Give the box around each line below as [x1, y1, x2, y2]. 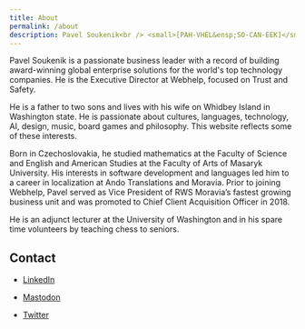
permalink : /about [9, 22, 79, 31]
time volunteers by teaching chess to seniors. [9, 224, 180, 234]
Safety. [9, 84, 36, 95]
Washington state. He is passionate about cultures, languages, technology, [9, 111, 289, 123]
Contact [9, 250, 56, 265]
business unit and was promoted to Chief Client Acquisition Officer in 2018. [9, 196, 290, 207]
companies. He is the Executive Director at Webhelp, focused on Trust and [9, 75, 289, 85]
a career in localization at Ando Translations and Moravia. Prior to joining [9, 177, 281, 188]
